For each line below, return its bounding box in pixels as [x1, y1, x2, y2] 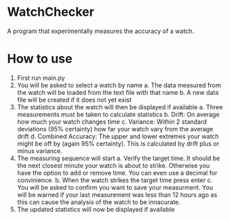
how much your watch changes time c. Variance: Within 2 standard [16, 118, 207, 126]
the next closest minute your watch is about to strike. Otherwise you [16, 161, 210, 169]
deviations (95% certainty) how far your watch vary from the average [16, 124, 214, 133]
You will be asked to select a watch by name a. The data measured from [16, 80, 221, 89]
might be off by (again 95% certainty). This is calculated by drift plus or [16, 139, 220, 148]
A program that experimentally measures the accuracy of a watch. [7, 27, 194, 35]
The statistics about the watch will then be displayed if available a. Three [16, 102, 223, 111]
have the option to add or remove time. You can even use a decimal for [16, 168, 218, 177]
